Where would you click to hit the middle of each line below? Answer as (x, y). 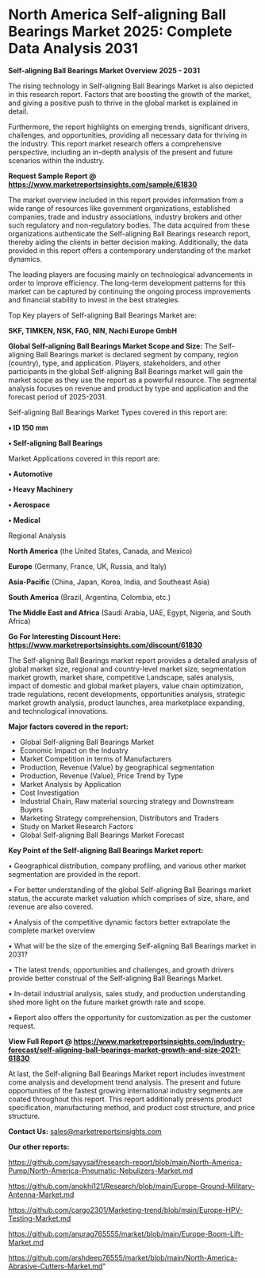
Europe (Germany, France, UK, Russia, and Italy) (87, 566)
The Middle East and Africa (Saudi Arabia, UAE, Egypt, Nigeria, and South (130, 612)
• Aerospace (29, 505)
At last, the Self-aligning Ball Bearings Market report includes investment (127, 1073)
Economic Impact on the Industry (74, 750)
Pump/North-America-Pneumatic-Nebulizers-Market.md (100, 1171)
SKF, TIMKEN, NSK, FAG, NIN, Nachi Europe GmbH (92, 330)
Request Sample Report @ (52, 176)
